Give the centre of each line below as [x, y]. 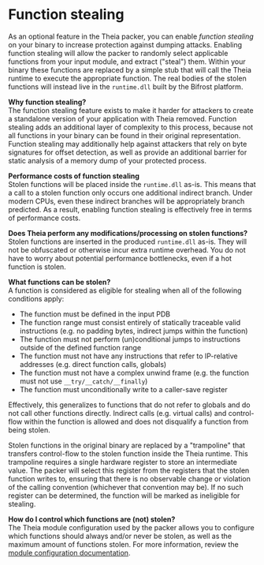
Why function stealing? [47, 102]
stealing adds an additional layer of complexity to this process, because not [131, 127]
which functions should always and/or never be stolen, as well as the [120, 536]
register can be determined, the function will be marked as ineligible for [124, 496]
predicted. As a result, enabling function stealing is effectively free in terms [130, 209]
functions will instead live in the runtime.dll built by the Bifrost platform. [126, 86]
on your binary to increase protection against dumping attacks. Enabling [125, 44]
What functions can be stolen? [59, 282]
